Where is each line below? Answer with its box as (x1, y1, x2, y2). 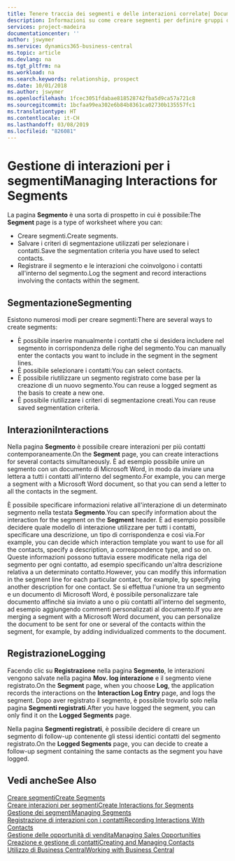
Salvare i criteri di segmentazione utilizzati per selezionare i (17, 239, 189, 248)
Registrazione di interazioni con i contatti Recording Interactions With (7, 815, 205, 824)
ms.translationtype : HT (7, 108, 77, 115)
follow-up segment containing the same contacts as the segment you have (7, 747, 223, 755)
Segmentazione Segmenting (7, 297, 132, 309)
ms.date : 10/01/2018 (7, 82, 68, 89)
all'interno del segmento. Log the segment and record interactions (17, 269, 207, 278)
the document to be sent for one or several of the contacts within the (7, 620, 206, 628)
